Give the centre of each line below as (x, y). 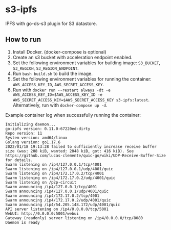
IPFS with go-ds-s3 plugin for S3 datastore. (51, 23)
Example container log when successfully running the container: (73, 115)
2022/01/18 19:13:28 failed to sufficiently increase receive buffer (81, 146)
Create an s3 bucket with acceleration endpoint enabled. (72, 57)
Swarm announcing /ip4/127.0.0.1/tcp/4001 (51, 187)
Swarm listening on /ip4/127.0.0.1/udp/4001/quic (59, 169)
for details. (19, 160)
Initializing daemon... (31, 124)
